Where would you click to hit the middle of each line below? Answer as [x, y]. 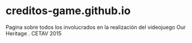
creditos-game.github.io [68, 11]
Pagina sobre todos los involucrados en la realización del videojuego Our [96, 27]
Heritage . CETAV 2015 [34, 33]
